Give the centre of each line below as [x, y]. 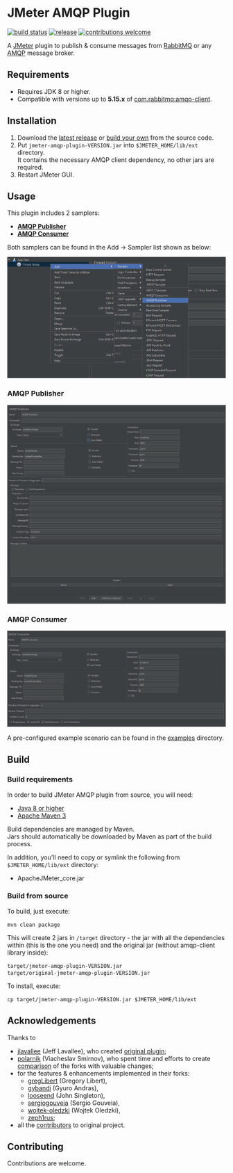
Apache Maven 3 [42, 816]
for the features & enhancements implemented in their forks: [103, 1073]
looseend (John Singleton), [66, 1095]
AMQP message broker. [41, 53]
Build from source [38, 896]
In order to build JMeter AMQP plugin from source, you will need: [100, 795]
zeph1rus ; [41, 1117]
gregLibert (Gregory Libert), [67, 1081]
